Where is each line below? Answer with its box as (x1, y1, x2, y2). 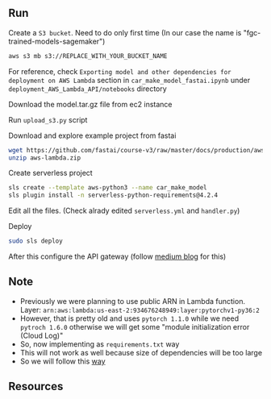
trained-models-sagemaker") (8, 36, 106, 46)
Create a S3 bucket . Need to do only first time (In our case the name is (8, 27, 242, 37)
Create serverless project (8, 168, 93, 178)
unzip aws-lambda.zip (8, 153, 81, 162)
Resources (8, 380, 64, 393)
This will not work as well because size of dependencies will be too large (19, 347, 263, 357)
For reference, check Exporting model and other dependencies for (8, 66, 231, 76)
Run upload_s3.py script (8, 114, 88, 124)
